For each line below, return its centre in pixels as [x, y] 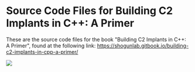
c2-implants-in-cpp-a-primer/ [42, 52]
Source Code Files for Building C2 [90, 11]
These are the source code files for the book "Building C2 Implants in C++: [96, 39]
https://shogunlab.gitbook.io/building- [143, 46]
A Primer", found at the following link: [51, 46]
